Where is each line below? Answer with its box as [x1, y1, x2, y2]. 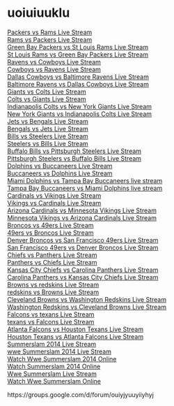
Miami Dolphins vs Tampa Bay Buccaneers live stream [7, 176, 163, 184]
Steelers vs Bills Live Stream [7, 139, 88, 147]
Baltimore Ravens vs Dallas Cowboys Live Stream [7, 80, 150, 88]
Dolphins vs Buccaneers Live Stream [7, 161, 113, 170]
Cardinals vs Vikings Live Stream [7, 191, 102, 200]
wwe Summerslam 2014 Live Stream [7, 347, 111, 356]
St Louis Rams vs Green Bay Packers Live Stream [7, 50, 148, 59]
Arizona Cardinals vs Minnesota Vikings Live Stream [7, 206, 157, 215]
